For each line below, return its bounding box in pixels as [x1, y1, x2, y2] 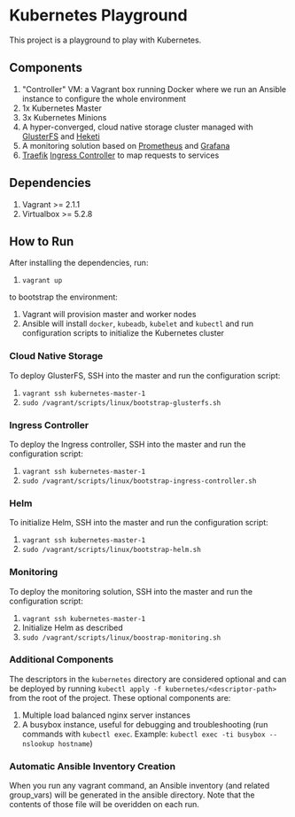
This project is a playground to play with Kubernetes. [9, 35, 202, 45]
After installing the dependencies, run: [9, 258, 149, 268]
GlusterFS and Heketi [21, 130, 100, 142]
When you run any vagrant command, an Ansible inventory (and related [9, 781, 270, 791]
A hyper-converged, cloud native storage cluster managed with [21, 121, 254, 132]
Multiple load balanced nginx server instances [21, 710, 190, 720]
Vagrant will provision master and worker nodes [21, 309, 197, 320]
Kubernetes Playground [9, 5, 188, 26]
